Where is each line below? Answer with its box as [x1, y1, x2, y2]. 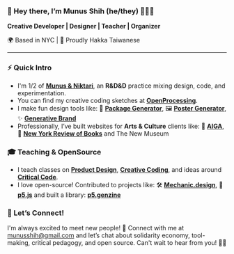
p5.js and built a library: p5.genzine [17, 191, 121, 199]
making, [7, 239, 31, 247]
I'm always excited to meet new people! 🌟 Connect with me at [7, 224, 185, 232]
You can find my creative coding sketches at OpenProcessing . [17, 96, 198, 104]
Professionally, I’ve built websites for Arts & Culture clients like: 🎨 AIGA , [17, 122, 224, 130]
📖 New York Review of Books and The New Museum [17, 129, 169, 138]
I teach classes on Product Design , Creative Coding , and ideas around [17, 165, 221, 173]
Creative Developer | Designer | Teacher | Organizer [7, 22, 161, 31]
